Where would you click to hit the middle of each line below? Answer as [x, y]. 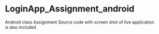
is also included [21, 27]
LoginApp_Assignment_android [70, 9]
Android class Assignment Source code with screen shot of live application [80, 22]
